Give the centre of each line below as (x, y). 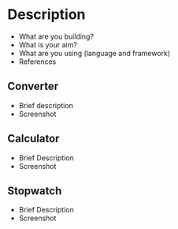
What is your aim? (48, 44)
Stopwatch (35, 191)
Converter (33, 86)
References (37, 62)
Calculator (33, 139)
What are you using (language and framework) (95, 53)
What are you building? (56, 36)
